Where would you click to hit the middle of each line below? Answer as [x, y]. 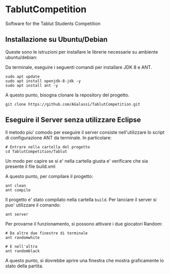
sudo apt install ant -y [32, 85]
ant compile [18, 190]
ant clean [16, 185]
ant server [17, 214]
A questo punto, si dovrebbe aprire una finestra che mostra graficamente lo [85, 260]
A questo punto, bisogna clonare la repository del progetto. [67, 95]
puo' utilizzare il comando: [33, 205]
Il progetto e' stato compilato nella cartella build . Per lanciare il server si [81, 200]
